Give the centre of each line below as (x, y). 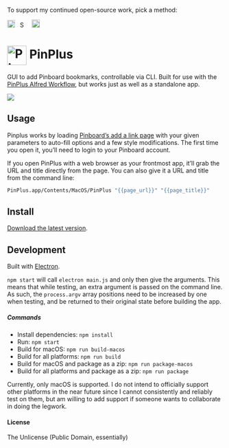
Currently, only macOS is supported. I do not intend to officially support (108, 385)
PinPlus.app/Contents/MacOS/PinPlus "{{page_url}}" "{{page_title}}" (109, 190)
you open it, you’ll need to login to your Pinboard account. (89, 150)
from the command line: (41, 177)
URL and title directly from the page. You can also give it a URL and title (108, 170)
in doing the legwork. (37, 406)
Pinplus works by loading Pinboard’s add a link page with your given (103, 135)
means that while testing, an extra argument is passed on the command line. (115, 287)
